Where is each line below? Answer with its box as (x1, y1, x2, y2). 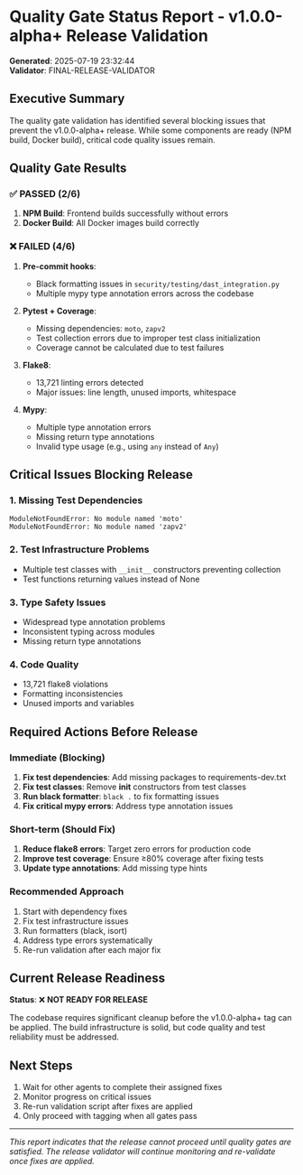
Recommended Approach (9, 885, 124, 898)
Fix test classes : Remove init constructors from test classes (22, 781, 246, 792)
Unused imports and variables (22, 698, 135, 709)
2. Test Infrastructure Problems (9, 544, 150, 556)
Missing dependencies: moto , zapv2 (35, 322, 166, 333)
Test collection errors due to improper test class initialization (35, 332, 261, 343)
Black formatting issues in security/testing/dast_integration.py (35, 278, 280, 289)
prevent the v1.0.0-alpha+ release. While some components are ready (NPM (9, 125, 292, 135)
